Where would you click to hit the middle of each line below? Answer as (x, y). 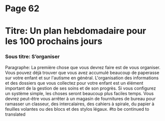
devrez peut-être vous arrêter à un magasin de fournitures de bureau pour (81, 98)
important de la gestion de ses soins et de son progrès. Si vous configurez (81, 88)
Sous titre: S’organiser (33, 57)
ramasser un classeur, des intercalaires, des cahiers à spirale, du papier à (80, 104)
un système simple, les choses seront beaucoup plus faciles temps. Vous (80, 93)
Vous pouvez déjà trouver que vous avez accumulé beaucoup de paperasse (82, 73)
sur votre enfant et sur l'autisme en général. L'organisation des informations (82, 78)
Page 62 (22, 9)
